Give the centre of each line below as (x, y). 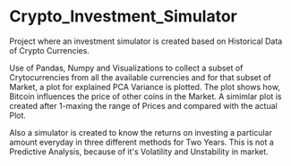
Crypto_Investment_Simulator (123, 17)
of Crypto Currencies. (49, 50)
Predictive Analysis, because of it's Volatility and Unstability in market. (139, 151)
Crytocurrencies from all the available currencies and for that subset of (140, 77)
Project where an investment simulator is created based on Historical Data (146, 41)
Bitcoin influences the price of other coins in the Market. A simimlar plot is (145, 96)
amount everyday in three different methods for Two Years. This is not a (142, 142)
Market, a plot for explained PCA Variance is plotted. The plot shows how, (145, 87)
